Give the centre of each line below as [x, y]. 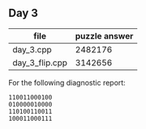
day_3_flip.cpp [40, 62]
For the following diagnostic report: [67, 82]
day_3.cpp [32, 49]
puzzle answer [104, 35]
